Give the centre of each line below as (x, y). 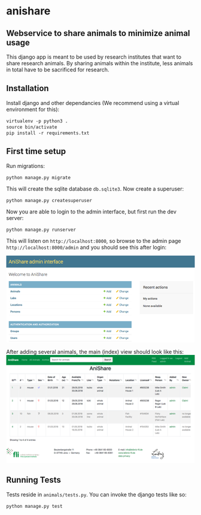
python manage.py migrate (38, 177)
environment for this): (33, 109)
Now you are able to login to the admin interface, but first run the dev (91, 212)
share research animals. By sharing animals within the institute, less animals (100, 63)
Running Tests (33, 480)
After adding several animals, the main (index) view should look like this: (95, 352)
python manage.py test (34, 506)
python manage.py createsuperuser (49, 200)
